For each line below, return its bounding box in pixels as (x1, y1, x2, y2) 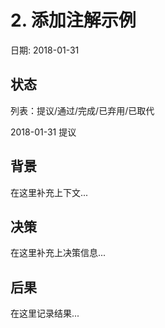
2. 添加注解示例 (10, 9, 137, 32)
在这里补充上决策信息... (10, 247, 107, 259)
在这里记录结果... (10, 307, 80, 320)
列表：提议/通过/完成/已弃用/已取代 (10, 104, 155, 116)
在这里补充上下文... (10, 186, 89, 198)
